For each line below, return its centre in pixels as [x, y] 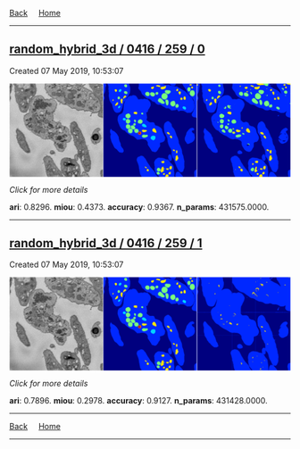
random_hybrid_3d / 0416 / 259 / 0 [107, 50]
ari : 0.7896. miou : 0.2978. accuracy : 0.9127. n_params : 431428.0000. [138, 401]
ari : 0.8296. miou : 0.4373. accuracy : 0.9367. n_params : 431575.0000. [139, 207]
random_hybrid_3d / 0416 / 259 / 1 [106, 243]
